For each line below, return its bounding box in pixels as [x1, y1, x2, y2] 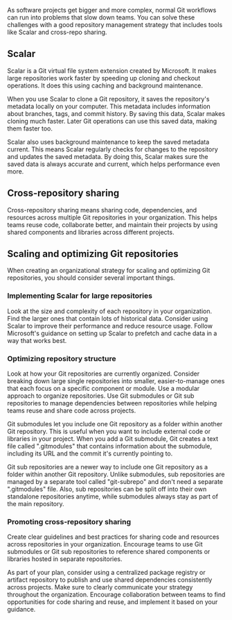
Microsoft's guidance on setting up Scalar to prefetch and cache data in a [7, 329, 217, 337]
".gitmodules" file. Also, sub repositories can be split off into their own [7, 485, 207, 494]
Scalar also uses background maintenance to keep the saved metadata [7, 137, 210, 146]
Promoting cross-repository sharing [7, 517, 132, 526]
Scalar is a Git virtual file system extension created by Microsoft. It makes [7, 66, 217, 75]
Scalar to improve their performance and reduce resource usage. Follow [7, 321, 213, 330]
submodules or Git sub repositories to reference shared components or [7, 548, 211, 556]
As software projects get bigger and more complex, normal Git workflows [7, 6, 217, 14]
